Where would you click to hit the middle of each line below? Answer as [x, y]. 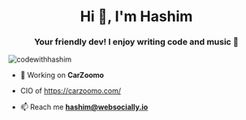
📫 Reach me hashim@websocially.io [84, 107]
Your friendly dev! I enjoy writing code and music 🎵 [136, 42]
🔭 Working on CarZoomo [62, 75]
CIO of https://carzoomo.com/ [71, 91]
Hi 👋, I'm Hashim [136, 17]
